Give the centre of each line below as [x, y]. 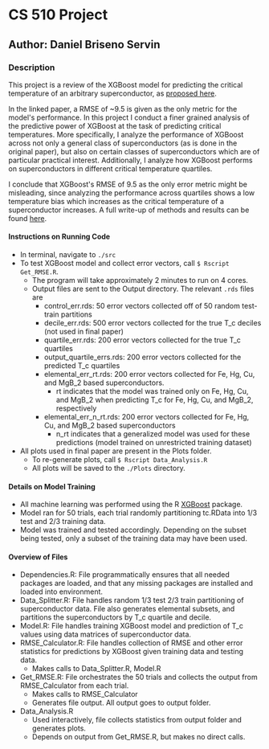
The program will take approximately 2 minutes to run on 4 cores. [140, 280]
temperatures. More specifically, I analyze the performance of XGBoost [126, 134]
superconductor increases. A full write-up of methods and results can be [129, 210]
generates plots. [59, 728]
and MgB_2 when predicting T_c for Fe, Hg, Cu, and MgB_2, [155, 400]
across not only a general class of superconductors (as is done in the [123, 143]
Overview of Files [38, 557]
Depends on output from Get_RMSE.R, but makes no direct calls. [139, 737]
